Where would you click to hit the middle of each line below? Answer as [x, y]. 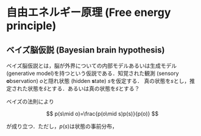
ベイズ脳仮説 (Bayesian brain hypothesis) [86, 50]
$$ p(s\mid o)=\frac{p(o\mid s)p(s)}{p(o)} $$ [102, 114]
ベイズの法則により [30, 102]
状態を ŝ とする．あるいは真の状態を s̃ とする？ [83, 88]
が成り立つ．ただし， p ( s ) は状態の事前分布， [62, 126]
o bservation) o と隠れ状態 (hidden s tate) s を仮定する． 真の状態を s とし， [98, 81]
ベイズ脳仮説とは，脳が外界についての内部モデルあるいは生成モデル [92, 66]
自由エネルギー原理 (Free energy [89, 13]
